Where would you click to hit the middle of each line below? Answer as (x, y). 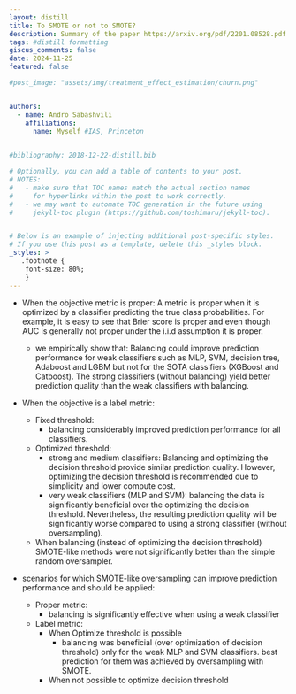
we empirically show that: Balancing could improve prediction (147, 348)
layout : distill (39, 17)
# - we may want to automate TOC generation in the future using (136, 204)
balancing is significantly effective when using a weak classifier (164, 614)
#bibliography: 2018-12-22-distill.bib (83, 156)
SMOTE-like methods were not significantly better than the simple (155, 551)
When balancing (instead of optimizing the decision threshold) (148, 542)
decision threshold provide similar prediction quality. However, (162, 467)
